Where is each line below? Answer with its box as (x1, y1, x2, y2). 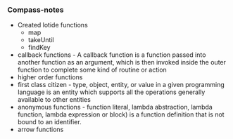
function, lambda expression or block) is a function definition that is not (17, 110, 225, 119)
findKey (27, 44, 51, 52)
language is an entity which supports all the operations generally (17, 88, 206, 96)
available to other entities (17, 95, 92, 104)
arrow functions (17, 125, 64, 134)
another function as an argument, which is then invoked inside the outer (17, 58, 227, 67)
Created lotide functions (17, 21, 88, 29)
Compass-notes (7, 5, 64, 15)
